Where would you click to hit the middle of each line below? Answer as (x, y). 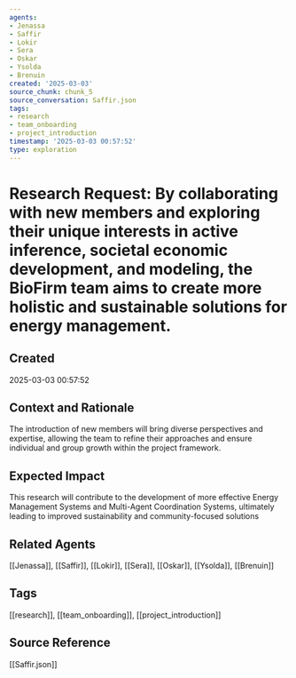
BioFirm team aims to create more (136, 287)
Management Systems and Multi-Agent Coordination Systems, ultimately (142, 507)
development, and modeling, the (131, 269)
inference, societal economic (119, 250)
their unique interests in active (124, 231)
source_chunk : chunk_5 (51, 92)
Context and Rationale (72, 408)
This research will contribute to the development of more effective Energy (144, 498)
